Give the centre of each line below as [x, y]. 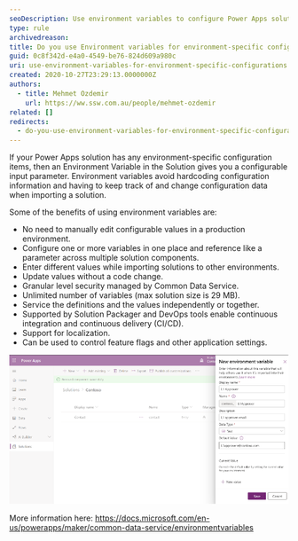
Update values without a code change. [93, 277]
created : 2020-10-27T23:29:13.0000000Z [83, 75]
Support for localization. [66, 333]
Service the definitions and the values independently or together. [141, 305]
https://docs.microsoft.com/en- [152, 518]
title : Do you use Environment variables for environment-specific [137, 47]
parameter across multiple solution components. [110, 258]
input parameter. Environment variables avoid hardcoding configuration [139, 176]
